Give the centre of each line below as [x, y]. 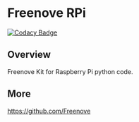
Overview [29, 55]
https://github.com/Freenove [49, 111]
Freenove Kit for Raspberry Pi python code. [70, 71]
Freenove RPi [47, 13]
